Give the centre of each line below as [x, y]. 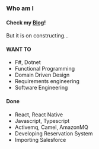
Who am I [20, 8]
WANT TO [19, 49]
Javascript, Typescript [42, 121]
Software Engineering [41, 88]
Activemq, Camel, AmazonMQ [52, 127]
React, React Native [39, 115]
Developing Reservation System [54, 133]
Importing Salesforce [40, 140]
